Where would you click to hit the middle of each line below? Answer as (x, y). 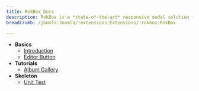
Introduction (38, 51)
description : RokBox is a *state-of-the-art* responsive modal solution (98, 17)
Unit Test (35, 82)
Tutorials (26, 63)
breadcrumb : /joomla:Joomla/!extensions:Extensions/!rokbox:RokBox (91, 22)
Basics (23, 44)
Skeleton (26, 76)
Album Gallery (41, 70)
